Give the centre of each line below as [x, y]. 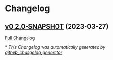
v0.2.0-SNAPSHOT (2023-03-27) [57, 26]
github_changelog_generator [34, 52]
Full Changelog [20, 38]
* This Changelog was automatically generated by [55, 47]
